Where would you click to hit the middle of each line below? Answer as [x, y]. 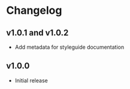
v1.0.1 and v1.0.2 [37, 33]
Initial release [31, 80]
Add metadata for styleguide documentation [69, 47]
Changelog [34, 11]
